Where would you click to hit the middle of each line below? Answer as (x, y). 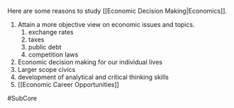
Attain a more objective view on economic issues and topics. (106, 24)
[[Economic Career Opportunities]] (68, 84)
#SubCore (22, 98)
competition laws (53, 54)
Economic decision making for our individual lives (90, 62)
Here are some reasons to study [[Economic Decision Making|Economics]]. (117, 11)
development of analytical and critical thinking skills (93, 77)
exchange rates (51, 32)
